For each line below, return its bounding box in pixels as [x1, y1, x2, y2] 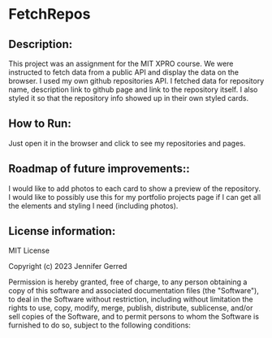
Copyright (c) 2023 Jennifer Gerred [8, 262, 127, 271]
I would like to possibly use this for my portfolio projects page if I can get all [8, 192, 261, 201]
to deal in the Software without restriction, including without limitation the [8, 294, 253, 305]
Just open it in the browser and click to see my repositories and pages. [8, 138, 246, 148]
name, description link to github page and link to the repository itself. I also [8, 84, 258, 94]
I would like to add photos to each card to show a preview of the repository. [8, 184, 261, 193]
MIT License [8, 245, 50, 256]
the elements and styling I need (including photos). [8, 201, 179, 210]
